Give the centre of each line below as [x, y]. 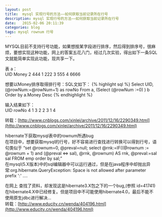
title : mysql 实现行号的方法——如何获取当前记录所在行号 [57, 14]
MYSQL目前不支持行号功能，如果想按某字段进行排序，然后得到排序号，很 [78, 46]
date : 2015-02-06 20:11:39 [34, 23]
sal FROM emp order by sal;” [34, 158]
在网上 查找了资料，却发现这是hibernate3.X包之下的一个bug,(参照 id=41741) [80, 186]
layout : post [18, 9]
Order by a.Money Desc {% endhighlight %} [49, 95]
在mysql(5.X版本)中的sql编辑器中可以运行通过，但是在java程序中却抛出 [76, 164]
